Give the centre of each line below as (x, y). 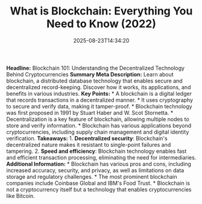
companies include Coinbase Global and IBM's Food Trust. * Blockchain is (98, 183)
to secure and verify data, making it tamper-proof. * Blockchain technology (99, 106)
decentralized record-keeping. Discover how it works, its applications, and (99, 87)
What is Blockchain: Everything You (101, 11)
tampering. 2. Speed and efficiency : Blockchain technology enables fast (96, 151)
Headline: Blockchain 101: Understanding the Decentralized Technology (96, 68)
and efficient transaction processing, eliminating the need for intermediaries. (101, 157)
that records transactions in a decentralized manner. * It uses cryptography (100, 100)
